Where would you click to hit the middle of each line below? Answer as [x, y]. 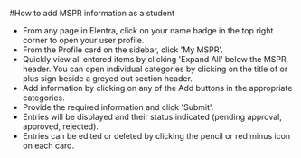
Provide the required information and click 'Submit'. [118, 107]
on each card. [48, 145]
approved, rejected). [61, 126]
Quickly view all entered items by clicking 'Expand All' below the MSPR [154, 59]
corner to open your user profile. [83, 40]
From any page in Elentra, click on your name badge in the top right [148, 30]
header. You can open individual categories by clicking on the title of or [155, 69]
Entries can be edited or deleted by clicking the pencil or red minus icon [156, 136]
